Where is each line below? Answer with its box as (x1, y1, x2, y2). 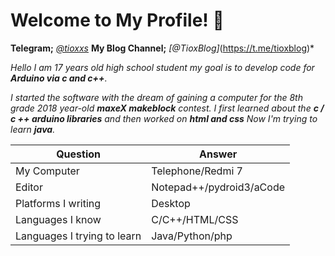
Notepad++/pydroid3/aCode (151, 180, 286, 194)
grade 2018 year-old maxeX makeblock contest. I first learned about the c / (10, 102, 325, 114)
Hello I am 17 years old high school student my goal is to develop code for (10, 61, 315, 73)
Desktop (151, 196, 191, 210)
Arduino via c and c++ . (10, 72, 108, 84)
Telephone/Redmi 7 (151, 164, 243, 178)
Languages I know (15, 212, 102, 226)
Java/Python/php (151, 229, 233, 243)
